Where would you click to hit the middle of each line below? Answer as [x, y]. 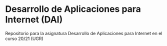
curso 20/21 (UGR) [24, 39]
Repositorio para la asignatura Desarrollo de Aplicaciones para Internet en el [84, 33]
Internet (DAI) [34, 20]
